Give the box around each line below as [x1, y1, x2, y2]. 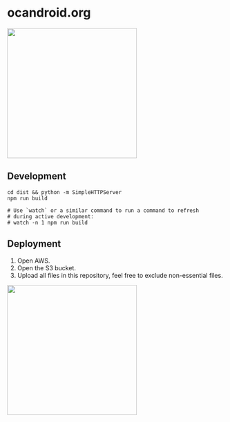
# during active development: [7, 213, 95, 220]
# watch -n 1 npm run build [7, 219, 88, 226]
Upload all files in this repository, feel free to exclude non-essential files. [17, 271, 223, 279]
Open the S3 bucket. [17, 263, 76, 272]
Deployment [7, 238, 61, 250]
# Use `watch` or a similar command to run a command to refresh [7, 206, 199, 214]
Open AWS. [17, 256, 50, 265]
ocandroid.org [7, 5, 91, 21]
